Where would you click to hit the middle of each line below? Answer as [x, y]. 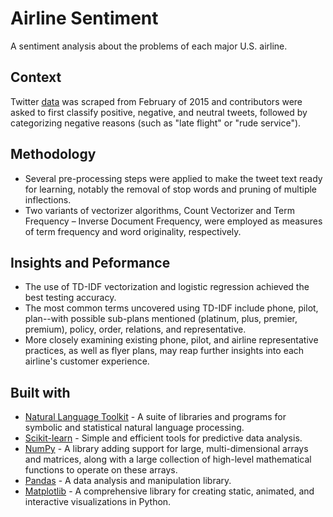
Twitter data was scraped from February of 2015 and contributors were [156, 101]
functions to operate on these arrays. [101, 470]
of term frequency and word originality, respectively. [133, 231]
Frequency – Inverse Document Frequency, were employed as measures [173, 221]
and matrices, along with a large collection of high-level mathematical [168, 459]
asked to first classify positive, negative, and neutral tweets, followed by [159, 112]
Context [36, 77]
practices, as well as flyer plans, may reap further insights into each [164, 351]
